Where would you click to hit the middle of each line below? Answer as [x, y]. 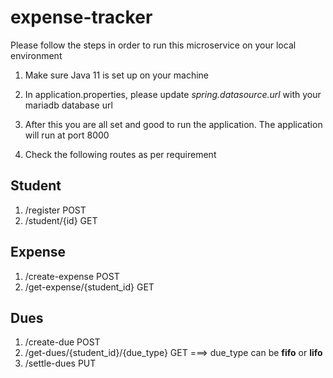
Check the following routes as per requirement [120, 154]
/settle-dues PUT [60, 363]
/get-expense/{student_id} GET [89, 287]
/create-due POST [62, 342]
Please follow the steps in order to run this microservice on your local [153, 45]
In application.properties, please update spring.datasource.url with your [173, 94]
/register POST [55, 210]
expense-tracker [81, 17]
